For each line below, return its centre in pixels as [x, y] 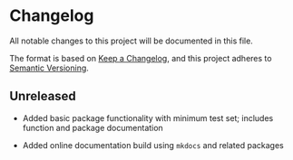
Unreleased [43, 96]
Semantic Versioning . [49, 68]
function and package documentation [93, 127]
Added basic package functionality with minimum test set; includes [148, 118]
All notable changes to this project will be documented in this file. [132, 41]
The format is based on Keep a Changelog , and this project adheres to [141, 58]
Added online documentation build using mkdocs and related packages [153, 145]
